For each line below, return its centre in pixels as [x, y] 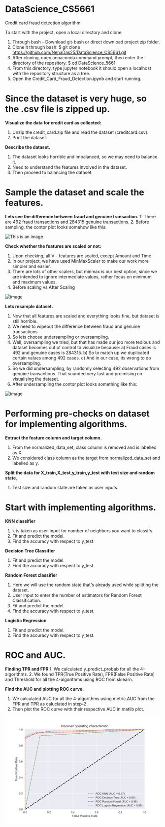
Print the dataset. [30, 137]
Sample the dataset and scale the [75, 192]
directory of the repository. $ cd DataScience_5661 [64, 63]
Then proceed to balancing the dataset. [52, 172]
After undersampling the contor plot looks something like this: [75, 384]
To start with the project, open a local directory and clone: [64, 32]
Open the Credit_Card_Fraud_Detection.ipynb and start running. [77, 79]
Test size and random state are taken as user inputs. [65, 487]
